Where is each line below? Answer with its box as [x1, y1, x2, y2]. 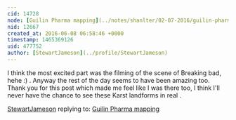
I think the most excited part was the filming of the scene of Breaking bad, [7, 68, 221, 77]
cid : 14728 [7, 10, 39, 18]
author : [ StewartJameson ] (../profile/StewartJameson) [7, 50, 169, 57]
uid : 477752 [7, 43, 42, 50]
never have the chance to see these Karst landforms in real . [7, 91, 182, 99]
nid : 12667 [7, 23, 39, 30]
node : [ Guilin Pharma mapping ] [7, 17, 99, 24]
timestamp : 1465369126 [7, 36, 74, 44]
